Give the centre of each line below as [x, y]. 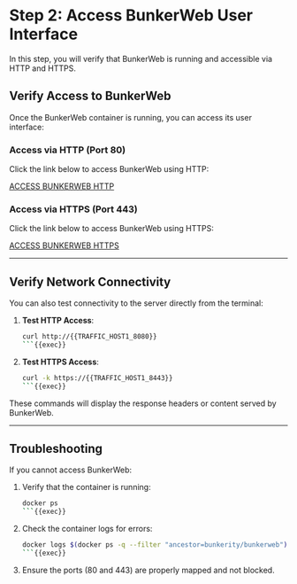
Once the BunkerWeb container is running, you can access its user [130, 117]
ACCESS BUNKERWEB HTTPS [64, 245]
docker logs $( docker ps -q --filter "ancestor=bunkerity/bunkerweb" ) [155, 545]
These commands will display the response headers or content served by [143, 403]
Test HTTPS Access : [61, 362]
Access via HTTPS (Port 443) [74, 209]
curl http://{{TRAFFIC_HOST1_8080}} [89, 337]
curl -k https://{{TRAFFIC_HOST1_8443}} [97, 378]
